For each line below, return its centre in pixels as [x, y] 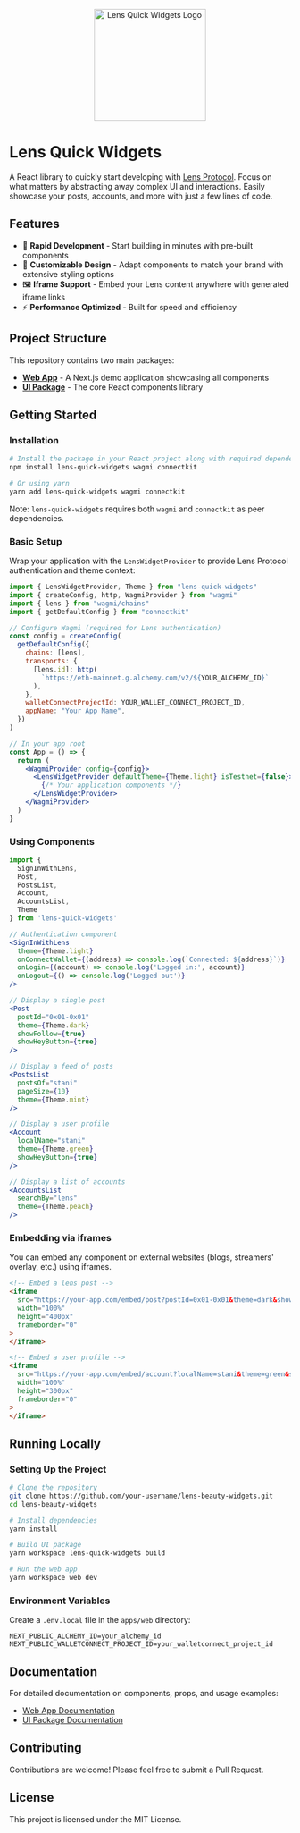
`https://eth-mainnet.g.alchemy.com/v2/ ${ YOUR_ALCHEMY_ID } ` [155, 678]
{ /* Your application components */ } [111, 786]
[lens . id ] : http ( [65, 669]
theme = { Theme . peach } [55, 1207]
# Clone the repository [54, 1488]
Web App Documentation [68, 1711]
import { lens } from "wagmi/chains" [79, 604]
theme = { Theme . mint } [54, 1100]
